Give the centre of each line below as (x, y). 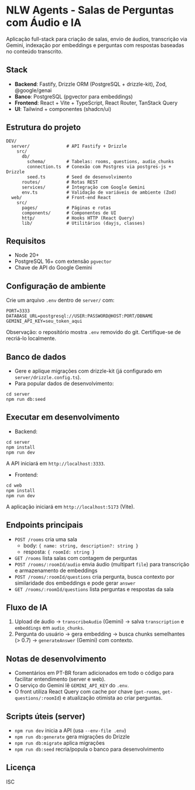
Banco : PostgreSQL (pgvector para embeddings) (73, 96)
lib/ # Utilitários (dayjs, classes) (83, 223)
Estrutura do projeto (43, 128)
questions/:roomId (37, 698)
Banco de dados (36, 357)
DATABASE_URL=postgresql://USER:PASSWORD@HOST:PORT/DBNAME (80, 316)
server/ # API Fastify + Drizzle (69, 146)
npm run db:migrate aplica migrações (60, 743)
